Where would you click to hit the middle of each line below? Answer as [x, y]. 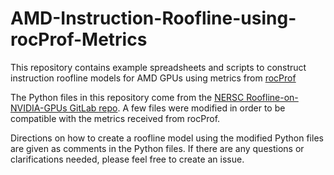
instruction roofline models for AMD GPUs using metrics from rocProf [153, 78]
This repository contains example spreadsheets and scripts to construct [158, 67]
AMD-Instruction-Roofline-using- [153, 18]
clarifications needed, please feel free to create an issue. [127, 159]
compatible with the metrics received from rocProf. [115, 118]
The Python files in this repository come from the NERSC [127, 97]
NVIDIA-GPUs [39, 108]
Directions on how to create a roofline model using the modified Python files [167, 138]
